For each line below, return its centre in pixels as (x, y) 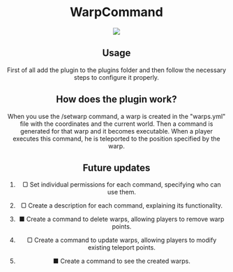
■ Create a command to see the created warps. (122, 261)
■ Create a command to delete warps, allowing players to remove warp (122, 219)
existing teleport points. (122, 248)
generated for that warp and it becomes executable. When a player (116, 131)
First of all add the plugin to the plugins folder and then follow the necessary (116, 70)
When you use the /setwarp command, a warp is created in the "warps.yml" (116, 116)
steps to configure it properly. (116, 77)
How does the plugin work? (116, 100)
